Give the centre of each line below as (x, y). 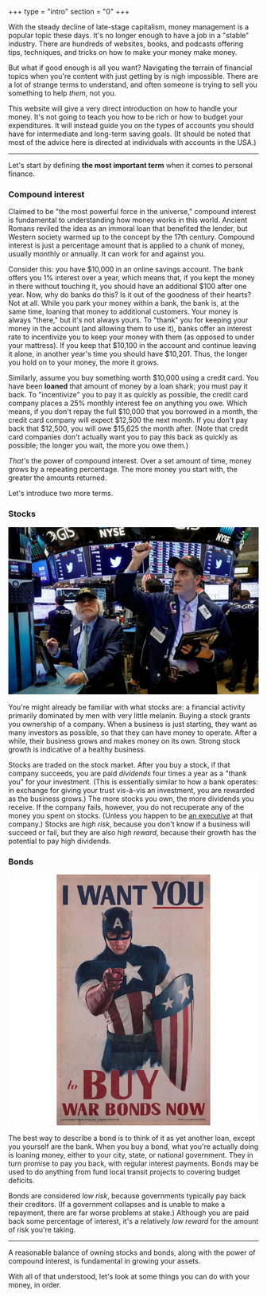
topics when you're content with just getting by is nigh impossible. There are (133, 76)
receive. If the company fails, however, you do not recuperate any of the (126, 807)
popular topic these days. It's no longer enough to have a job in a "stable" (129, 35)
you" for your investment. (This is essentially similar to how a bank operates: (133, 781)
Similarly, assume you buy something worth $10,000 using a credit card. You (134, 378)
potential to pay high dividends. (60, 841)
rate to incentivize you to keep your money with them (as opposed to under (132, 337)
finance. (22, 174)
